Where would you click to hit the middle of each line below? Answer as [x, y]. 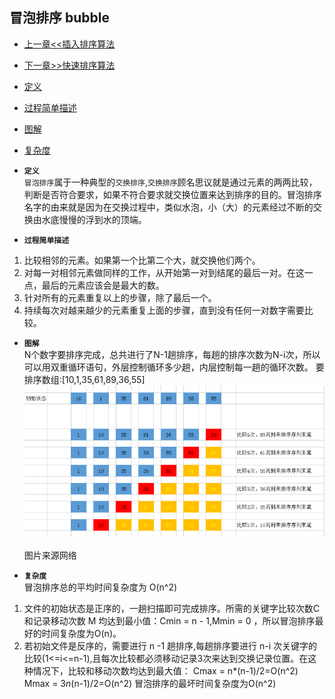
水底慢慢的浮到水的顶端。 [94, 219]
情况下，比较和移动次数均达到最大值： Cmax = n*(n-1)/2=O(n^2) [165, 670]
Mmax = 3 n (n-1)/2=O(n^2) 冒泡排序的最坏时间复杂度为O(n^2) [150, 683]
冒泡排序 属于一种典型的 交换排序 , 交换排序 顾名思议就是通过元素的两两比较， [170, 182]
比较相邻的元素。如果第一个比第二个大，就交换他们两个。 [142, 260]
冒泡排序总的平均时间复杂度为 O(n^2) [100, 587]
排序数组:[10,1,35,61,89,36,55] [84, 379]
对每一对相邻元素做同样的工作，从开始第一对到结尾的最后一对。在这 [164, 272]
